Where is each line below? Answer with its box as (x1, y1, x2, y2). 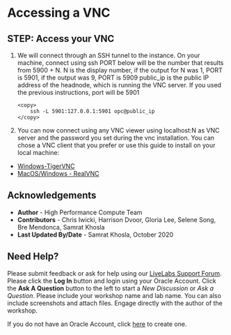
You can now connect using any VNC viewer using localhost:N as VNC (17, 126, 220, 134)
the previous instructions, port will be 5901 (17, 89, 140, 96)
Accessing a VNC (7, 5, 111, 21)
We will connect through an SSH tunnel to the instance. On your (17, 51, 200, 59)
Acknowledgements (7, 190, 97, 202)
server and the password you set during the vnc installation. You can (17, 134, 214, 142)
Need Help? (7, 251, 59, 262)
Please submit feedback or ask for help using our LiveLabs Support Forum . (7, 269, 222, 277)
